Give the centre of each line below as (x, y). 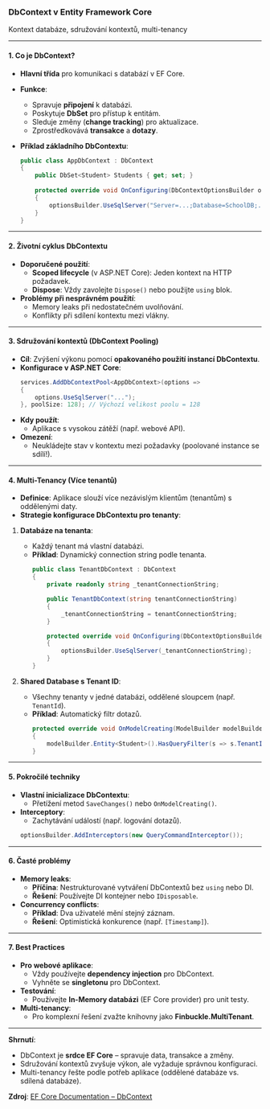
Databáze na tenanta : (57, 531)
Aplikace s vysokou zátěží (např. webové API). (108, 429)
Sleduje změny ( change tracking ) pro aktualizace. (115, 121)
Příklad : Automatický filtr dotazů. (87, 713)
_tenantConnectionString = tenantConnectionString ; (149, 614)
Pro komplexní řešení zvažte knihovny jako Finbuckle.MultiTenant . (143, 1017)
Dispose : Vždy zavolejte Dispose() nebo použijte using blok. (132, 290)
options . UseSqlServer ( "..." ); (85, 397)
